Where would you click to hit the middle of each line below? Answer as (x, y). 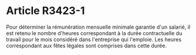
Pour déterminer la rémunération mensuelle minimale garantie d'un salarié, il (98, 27)
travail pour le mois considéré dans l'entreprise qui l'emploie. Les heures (94, 39)
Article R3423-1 (45, 11)
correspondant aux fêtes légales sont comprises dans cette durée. (87, 46)
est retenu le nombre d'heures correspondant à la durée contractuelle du (94, 33)
